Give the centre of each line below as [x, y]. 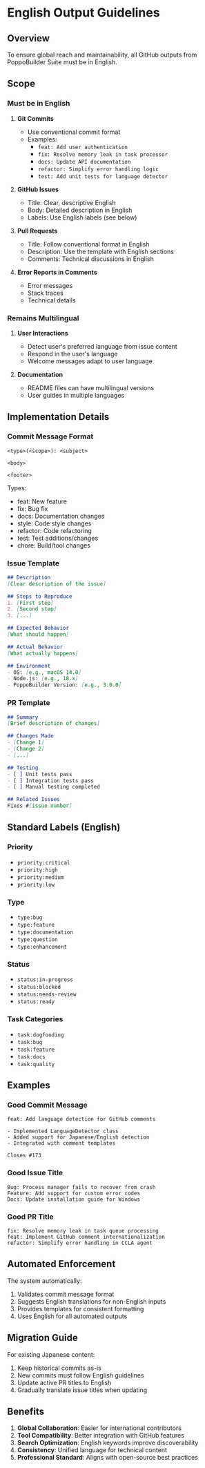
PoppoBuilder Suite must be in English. [62, 62]
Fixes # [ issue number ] [40, 806]
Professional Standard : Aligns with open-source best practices [107, 1458]
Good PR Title [30, 1217]
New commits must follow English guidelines [80, 1375]
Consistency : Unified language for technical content [92, 1450]
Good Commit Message [47, 1105]
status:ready [36, 1002]
